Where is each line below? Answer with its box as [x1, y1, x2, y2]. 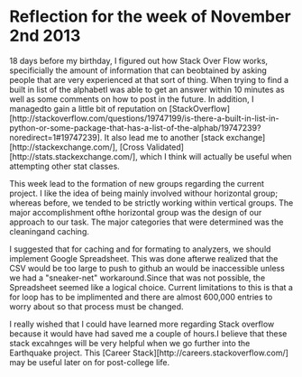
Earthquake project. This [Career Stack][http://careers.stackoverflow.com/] [9, 347, 288, 358]
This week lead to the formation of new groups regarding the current [9, 178, 264, 188]
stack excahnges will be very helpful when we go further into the [9, 337, 251, 348]
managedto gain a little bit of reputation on [9, 103, 168, 114]
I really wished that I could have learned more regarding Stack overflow [9, 318, 275, 329]
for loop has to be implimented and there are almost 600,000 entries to [9, 291, 273, 302]
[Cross [119, 142, 145, 152]
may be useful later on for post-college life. [9, 356, 169, 367]
